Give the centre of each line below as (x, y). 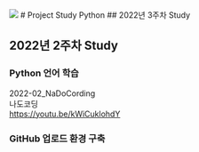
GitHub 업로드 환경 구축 (57, 139)
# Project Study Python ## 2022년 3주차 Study (105, 15)
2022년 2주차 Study (64, 46)
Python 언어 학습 (44, 73)
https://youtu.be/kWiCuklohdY (65, 114)
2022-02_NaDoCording (52, 93)
